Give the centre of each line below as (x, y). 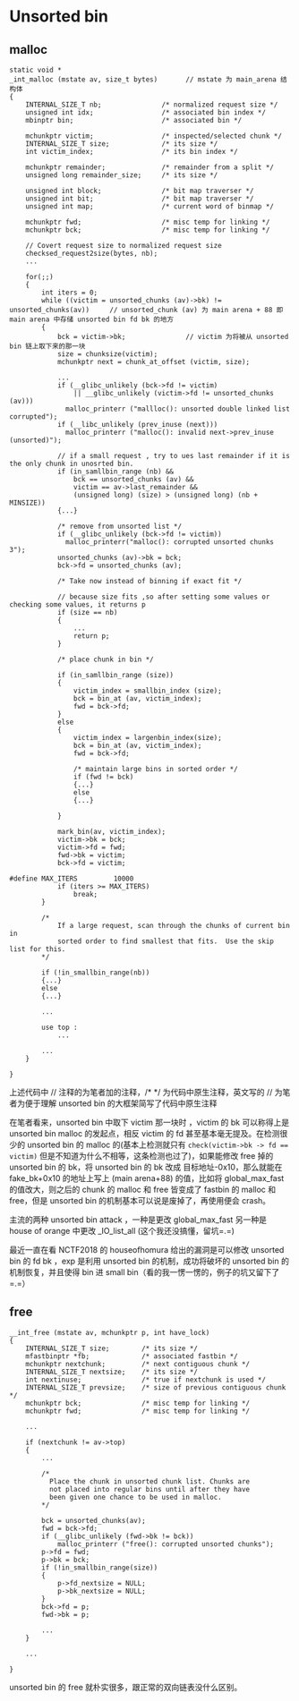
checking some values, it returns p (77, 605)
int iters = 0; (70, 293)
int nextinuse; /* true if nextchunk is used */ (146, 1380)
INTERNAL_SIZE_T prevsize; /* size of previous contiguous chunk (156, 1387)
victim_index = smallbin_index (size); (147, 691)
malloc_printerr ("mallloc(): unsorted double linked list (178, 409)
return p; (91, 636)
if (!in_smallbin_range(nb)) (96, 973)
